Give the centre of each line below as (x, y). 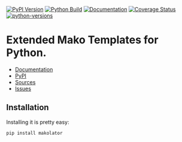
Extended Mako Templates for (82, 40)
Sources (25, 82)
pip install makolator (34, 133)
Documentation (34, 69)
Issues (23, 88)
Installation (28, 107)
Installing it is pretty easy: (38, 122)
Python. (26, 53)
